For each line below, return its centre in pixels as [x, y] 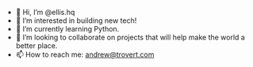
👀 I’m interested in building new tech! [76, 20]
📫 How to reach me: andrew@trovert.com [85, 54]
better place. [36, 46]
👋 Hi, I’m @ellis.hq [45, 12]
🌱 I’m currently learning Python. [67, 29]
